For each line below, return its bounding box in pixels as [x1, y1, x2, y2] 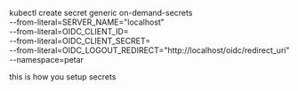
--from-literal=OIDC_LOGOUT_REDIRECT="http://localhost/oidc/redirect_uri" [9, 45, 290, 56]
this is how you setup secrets [9, 72, 117, 82]
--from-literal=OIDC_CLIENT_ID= [9, 27, 129, 36]
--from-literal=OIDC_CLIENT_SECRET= [9, 35, 151, 46]
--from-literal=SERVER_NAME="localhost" [9, 17, 165, 27]
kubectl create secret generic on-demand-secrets [9, 8, 193, 18]
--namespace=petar [9, 55, 85, 64]
